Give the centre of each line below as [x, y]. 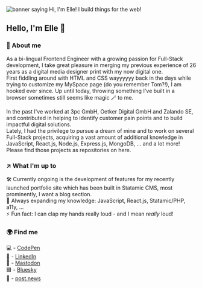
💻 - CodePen [23, 248]
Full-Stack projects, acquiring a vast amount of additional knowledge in [95, 137]
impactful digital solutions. [39, 124]
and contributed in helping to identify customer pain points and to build [94, 118]
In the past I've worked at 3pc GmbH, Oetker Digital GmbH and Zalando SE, [100, 111]
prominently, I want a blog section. [49, 194]
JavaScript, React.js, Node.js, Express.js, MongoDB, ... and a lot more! [93, 143]
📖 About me [24, 45]
